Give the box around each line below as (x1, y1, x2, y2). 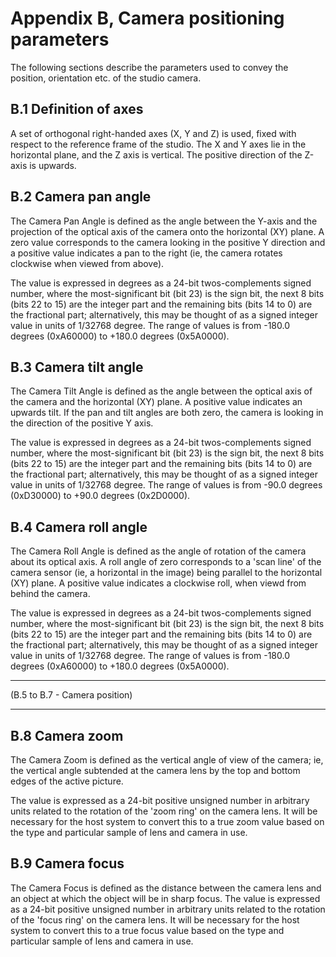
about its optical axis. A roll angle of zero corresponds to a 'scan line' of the (10, 556, 322, 568)
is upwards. (29, 159, 77, 171)
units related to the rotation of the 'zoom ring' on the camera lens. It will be (10, 805, 318, 817)
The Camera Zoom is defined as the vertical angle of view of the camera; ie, (10, 754, 324, 766)
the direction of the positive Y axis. (10, 417, 154, 429)
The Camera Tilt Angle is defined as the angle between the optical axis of (10, 385, 313, 397)
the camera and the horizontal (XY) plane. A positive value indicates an (10, 396, 303, 408)
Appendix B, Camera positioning (10, 7, 285, 30)
